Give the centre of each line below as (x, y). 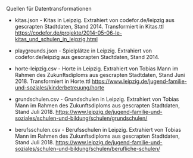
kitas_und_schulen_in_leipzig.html (56, 39)
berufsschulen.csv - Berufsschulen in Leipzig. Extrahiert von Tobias (98, 130)
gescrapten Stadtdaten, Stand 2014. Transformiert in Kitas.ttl (89, 27)
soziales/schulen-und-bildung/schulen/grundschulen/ (81, 118)
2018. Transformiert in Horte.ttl (52, 81)
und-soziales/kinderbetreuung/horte (60, 88)
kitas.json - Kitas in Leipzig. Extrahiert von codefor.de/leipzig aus (94, 20)
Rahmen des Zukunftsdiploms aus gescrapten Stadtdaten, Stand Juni (100, 75)
